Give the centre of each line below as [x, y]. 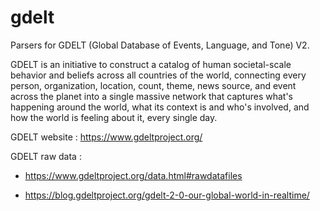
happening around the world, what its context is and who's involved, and [160, 107]
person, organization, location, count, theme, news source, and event [153, 85]
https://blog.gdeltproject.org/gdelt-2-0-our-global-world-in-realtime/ [167, 195]
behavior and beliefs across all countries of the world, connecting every [158, 75]
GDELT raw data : [46, 156]
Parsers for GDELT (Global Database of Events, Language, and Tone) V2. [160, 45]
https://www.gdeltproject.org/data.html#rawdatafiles [133, 175]
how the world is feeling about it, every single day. [114, 117]
